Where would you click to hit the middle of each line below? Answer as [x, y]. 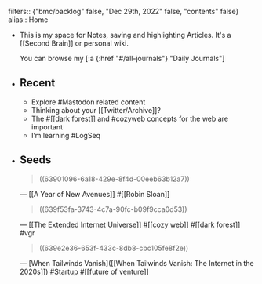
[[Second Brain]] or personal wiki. [74, 43]
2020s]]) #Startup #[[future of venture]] [84, 271]
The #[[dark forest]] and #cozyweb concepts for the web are [130, 118]
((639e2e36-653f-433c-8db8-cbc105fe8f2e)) [114, 248]
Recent [37, 83]
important [47, 127]
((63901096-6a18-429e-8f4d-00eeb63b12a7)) [114, 179]
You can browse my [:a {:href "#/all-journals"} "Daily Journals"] [122, 58]
